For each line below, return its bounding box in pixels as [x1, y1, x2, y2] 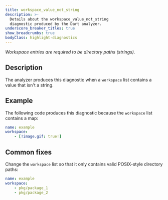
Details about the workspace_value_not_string [10, 16, 109, 21]
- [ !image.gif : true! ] [14, 134, 62, 139]
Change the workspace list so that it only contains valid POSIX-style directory [5, 161, 163, 167]
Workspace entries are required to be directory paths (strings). [5, 48, 135, 55]
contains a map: [5, 115, 39, 121]
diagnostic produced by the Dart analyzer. [10, 21, 102, 26]
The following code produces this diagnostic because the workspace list [5, 109, 153, 115]
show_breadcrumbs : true [5, 30, 55, 35]
